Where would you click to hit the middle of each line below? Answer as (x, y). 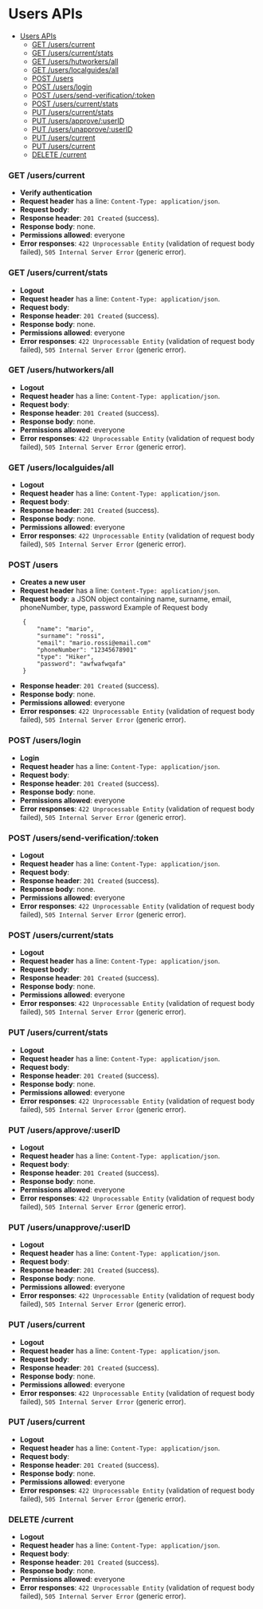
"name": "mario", (65, 629)
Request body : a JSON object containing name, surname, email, (126, 599)
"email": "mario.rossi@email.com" (94, 643)
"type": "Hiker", (65, 657)
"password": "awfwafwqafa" (82, 664)
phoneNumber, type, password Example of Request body (114, 608)
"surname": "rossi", (71, 636)
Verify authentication (56, 193)
